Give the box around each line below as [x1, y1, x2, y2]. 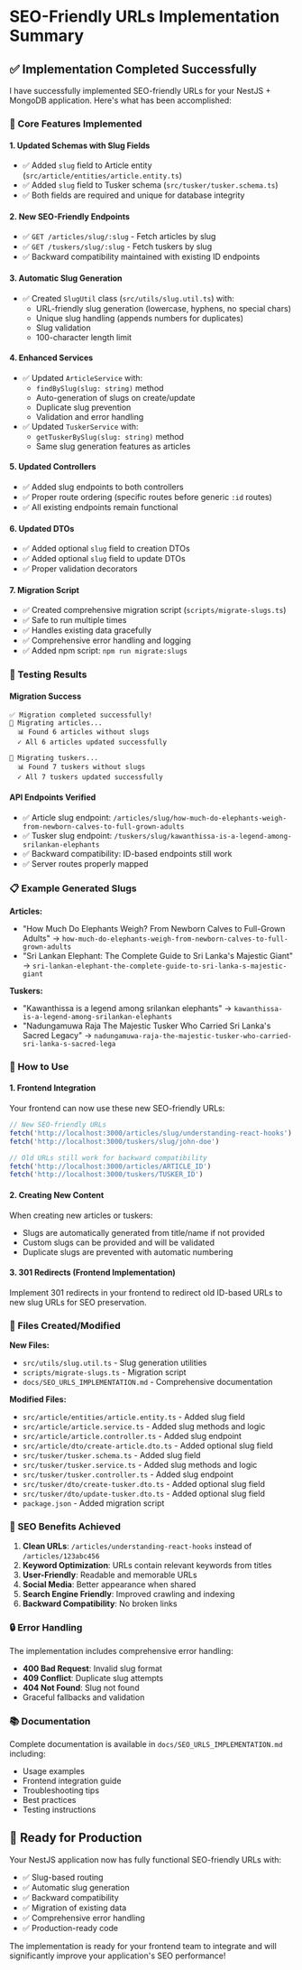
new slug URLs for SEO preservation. [9, 1296, 147, 1307]
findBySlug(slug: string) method [35, 382, 164, 394]
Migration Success [9, 691, 82, 702]
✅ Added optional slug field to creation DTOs [22, 544, 191, 554]
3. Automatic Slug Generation [9, 273, 124, 283]
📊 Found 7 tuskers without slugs [17, 763, 146, 772]
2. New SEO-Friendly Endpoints [9, 210, 131, 222]
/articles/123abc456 [22, 1552, 100, 1561]
